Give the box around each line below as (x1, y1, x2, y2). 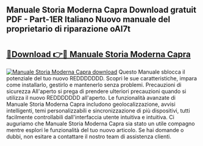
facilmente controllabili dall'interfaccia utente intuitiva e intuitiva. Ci (6, 114, 175, 120)
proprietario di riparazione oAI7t (6, 24, 131, 34)
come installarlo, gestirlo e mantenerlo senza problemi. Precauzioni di (6, 82, 182, 88)
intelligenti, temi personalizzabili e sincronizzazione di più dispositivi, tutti (6, 107, 190, 114)
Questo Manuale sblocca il (118, 68, 185, 75)
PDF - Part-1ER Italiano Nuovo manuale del (6, 15, 171, 25)
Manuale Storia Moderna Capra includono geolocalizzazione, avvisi (6, 100, 176, 108)
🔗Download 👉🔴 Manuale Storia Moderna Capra (6, 49, 191, 60)
